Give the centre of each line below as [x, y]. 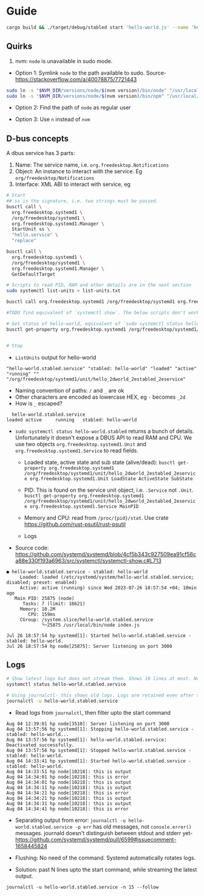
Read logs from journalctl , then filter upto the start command [93, 712]
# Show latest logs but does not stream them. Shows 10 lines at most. [99, 679]
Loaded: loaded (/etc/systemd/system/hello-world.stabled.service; [107, 577]
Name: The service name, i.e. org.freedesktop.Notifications [92, 165]
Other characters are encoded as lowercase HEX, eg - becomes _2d [100, 397]
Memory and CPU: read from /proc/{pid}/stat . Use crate [96, 517]
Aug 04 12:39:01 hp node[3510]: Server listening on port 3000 [88, 724]
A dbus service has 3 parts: [41, 153]
